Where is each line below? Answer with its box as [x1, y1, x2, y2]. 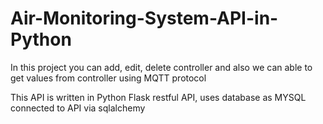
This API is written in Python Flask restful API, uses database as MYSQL [10, 91, 307, 103]
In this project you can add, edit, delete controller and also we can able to [10, 61, 313, 73]
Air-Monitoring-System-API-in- [10, 7, 279, 30]
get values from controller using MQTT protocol [10, 72, 207, 84]
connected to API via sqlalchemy [10, 102, 146, 114]
